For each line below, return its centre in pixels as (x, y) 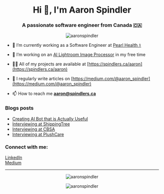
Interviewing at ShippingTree (41, 124)
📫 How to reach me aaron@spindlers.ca (54, 94)
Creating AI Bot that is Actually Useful (50, 118)
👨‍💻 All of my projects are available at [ (50, 64)
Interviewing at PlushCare (38, 134)
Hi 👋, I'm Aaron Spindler (82, 10)
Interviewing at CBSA (33, 129)
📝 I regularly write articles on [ (42, 79)
